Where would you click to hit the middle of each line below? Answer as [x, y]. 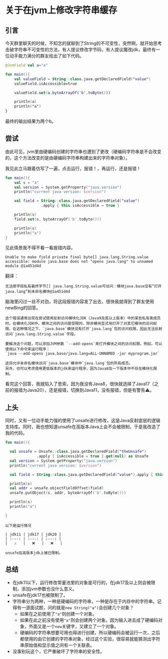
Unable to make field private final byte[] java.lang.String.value [77, 257]
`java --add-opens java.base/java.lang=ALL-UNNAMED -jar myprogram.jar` [82, 354]
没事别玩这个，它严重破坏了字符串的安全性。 [58, 651]
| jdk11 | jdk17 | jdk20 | [33, 534]
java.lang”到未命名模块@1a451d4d [38, 292]
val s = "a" [26, 183]
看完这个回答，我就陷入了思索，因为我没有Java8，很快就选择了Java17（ [80, 384]
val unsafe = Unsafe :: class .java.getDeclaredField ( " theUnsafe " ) [78, 452]
